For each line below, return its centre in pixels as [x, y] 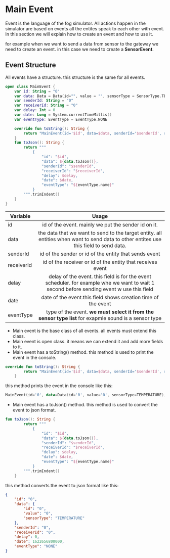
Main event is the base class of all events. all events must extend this [84, 331]
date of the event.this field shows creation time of [100, 297]
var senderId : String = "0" [44, 101]
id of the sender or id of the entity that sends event [100, 254]
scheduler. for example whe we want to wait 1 [100, 283]
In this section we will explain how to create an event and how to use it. [79, 34]
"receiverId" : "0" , [35, 532]
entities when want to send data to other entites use [100, 239]
